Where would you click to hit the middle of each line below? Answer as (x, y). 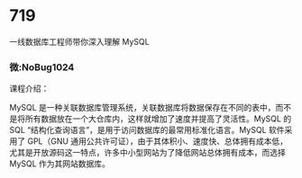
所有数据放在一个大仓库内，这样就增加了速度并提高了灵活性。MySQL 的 (158, 119)
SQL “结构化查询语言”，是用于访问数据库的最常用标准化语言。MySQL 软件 (147, 130)
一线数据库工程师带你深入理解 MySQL (80, 41)
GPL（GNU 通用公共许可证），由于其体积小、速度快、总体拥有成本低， (157, 141)
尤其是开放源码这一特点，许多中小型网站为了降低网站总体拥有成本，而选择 (147, 153)
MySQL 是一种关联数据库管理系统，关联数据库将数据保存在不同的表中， (143, 108)
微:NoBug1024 (42, 67)
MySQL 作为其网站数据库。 (60, 164)
